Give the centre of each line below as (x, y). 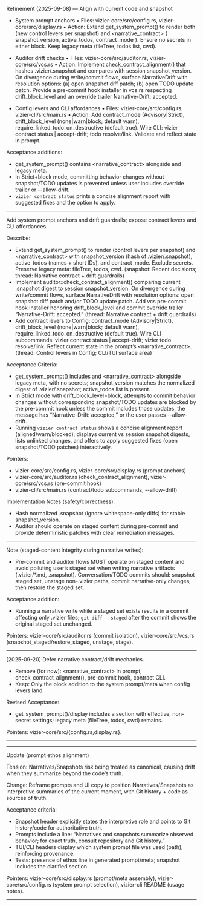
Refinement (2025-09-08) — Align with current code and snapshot (90, 9)
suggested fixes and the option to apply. (65, 203)
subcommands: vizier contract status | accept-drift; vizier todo (93, 340)
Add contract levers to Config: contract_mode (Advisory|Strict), (94, 321)
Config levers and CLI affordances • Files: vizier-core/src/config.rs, (99, 108)
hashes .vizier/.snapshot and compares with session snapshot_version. (103, 71)
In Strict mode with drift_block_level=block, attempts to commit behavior (105, 395)
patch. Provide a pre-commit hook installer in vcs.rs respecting (93, 90)
